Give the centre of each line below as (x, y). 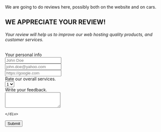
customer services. (24, 39)
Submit (14, 124)
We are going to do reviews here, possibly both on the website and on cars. (81, 7)
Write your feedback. (26, 89)
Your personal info (24, 55)
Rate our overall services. (30, 79)
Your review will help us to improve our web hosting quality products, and (79, 34)
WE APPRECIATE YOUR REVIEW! (55, 22)
